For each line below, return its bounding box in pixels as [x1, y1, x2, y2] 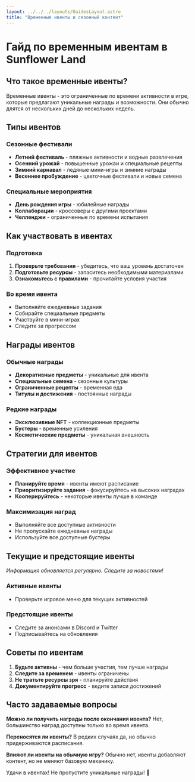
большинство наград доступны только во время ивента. [6, 722, 150, 729]
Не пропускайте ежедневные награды [14, 527, 113, 534]
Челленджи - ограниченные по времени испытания [14, 214, 149, 221]
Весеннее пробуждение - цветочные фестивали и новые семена [14, 172, 183, 180]
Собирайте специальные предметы [14, 310, 106, 317]
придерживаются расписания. [6, 740, 84, 747]
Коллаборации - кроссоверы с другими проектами [14, 207, 147, 215]
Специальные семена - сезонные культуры [14, 378, 128, 385]
